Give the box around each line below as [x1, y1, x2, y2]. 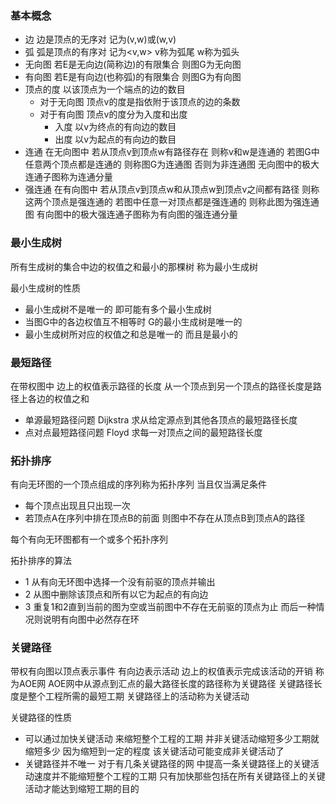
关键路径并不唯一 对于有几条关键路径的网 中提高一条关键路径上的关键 [24, 758, 311, 770]
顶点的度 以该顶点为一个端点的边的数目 [24, 83, 186, 96]
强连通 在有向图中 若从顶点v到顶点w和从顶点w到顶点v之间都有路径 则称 [24, 183, 320, 196]
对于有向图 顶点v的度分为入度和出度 [39, 108, 188, 121]
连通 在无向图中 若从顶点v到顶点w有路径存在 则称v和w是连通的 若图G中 [24, 146, 320, 158]
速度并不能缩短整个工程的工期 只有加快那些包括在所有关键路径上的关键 [33, 770, 326, 782]
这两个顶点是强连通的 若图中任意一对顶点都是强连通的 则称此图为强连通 [24, 196, 320, 208]
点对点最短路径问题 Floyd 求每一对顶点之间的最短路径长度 [24, 426, 263, 438]
